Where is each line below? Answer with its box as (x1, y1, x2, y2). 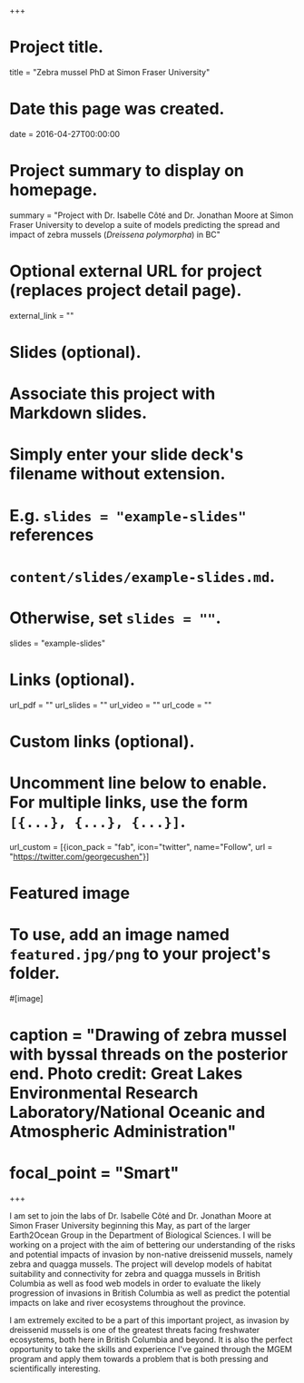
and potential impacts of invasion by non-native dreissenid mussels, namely (9, 1249, 293, 1260)
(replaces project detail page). (9, 281, 242, 301)
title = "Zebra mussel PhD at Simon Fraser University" (9, 66, 211, 77)
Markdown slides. (9, 403, 148, 423)
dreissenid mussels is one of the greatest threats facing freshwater (9, 1324, 260, 1335)
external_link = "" (9, 310, 74, 321)
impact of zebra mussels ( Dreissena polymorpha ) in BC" (9, 229, 221, 240)
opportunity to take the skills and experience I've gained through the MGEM (9, 1343, 292, 1354)
